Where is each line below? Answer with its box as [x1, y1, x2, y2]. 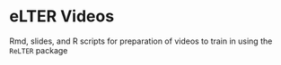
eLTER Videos [9, 6, 115, 27]
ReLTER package [9, 45, 68, 55]
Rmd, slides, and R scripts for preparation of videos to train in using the [9, 36, 273, 46]
